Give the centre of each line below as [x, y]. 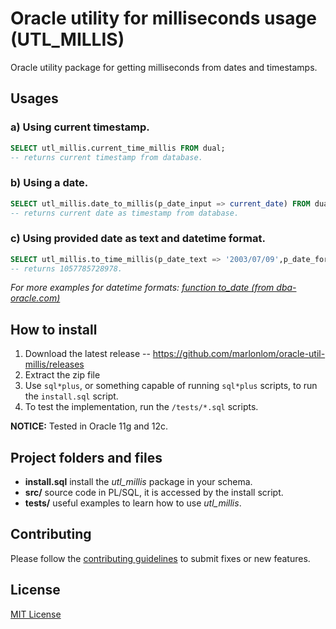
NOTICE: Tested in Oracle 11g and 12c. [89, 426]
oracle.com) [35, 298]
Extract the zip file [62, 375]
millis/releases [54, 364]
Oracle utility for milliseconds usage [163, 18]
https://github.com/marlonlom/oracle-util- [239, 354]
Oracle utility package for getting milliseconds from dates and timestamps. [164, 67]
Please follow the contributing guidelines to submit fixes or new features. [160, 558]
